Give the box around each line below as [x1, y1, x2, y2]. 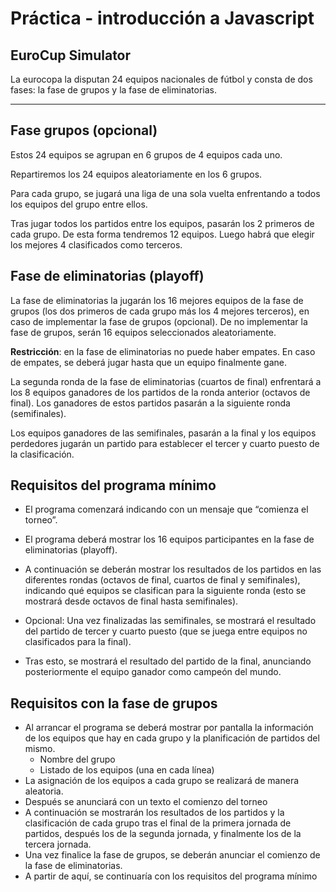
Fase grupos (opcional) [10, 122, 158, 139]
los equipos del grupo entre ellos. [10, 198, 148, 210]
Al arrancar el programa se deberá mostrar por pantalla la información [24, 722, 314, 734]
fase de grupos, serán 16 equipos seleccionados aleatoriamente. [10, 326, 277, 338]
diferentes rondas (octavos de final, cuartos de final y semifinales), [24, 574, 301, 586]
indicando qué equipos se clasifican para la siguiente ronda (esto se [24, 585, 307, 597]
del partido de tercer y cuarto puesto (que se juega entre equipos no [24, 625, 308, 637]
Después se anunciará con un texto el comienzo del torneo [24, 796, 268, 808]
